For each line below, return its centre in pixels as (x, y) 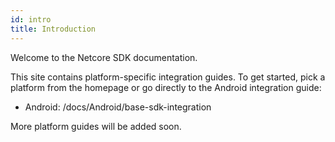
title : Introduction (53, 29)
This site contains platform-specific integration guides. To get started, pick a (168, 77)
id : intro (31, 19)
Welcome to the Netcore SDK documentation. (104, 57)
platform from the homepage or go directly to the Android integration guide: (166, 87)
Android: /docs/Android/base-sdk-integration (118, 107)
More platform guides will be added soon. (96, 126)
